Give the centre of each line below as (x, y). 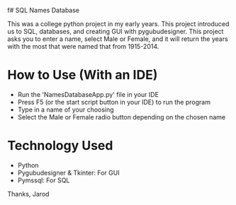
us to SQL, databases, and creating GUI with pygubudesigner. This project (116, 31)
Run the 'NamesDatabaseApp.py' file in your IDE (88, 94)
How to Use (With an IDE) (83, 75)
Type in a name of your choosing (66, 110)
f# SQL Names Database (44, 10)
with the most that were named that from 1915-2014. (83, 46)
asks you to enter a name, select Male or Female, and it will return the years (118, 39)
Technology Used (60, 146)
